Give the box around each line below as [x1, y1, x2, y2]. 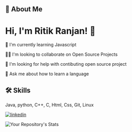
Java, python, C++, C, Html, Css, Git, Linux [5, 102, 94, 108]
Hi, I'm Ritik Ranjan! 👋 [5, 25, 96, 37]
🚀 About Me [5, 5, 43, 14]
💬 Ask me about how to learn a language [5, 71, 89, 77]
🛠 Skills [5, 86, 31, 94]
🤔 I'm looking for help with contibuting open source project [5, 61, 127, 67]
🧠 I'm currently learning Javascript [5, 42, 77, 48]
